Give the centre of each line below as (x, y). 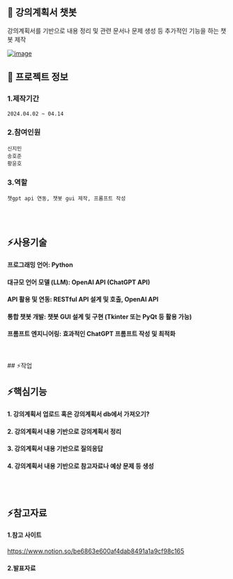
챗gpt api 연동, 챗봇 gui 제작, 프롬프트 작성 (67, 199)
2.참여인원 (24, 133)
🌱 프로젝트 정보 (38, 77)
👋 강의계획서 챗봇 (42, 13)
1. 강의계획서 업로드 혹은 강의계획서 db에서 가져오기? (78, 414)
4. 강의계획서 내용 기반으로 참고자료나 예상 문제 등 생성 (81, 466)
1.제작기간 (23, 98)
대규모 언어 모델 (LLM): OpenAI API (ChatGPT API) (79, 282)
